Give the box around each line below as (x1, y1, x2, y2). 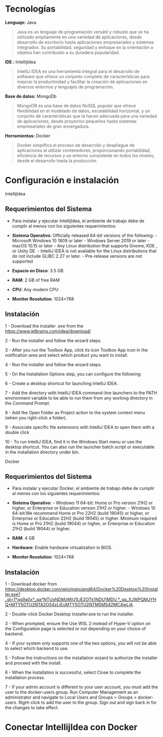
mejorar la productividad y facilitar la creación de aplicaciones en (16, 79, 148, 85)
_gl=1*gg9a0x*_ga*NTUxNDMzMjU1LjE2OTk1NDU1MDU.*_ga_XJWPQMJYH (5, 597, 157, 602)
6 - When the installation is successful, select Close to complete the (5, 669, 141, 675)
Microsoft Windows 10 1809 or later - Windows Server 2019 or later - (12, 237, 149, 244)
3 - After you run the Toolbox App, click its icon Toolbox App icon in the (5, 347, 148, 353)
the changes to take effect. (5, 705, 59, 711)
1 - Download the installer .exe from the (5, 323, 84, 329)
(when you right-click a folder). (5, 415, 67, 421)
